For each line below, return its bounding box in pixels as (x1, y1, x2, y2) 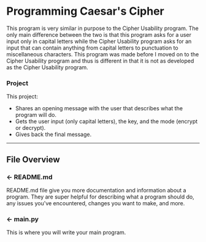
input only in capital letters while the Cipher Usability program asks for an (6, 37, 192, 45)
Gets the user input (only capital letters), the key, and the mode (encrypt (15, 118, 198, 125)
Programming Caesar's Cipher (6, 4, 164, 18)
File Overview (6, 154, 60, 165)
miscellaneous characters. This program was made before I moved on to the (6, 50, 199, 58)
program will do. (15, 112, 57, 119)
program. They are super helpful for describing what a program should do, (6, 193, 194, 200)
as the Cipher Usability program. (6, 63, 89, 71)
